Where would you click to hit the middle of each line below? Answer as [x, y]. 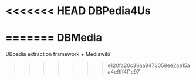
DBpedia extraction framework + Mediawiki [58, 54]
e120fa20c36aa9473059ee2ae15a [149, 65]
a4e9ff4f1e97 [124, 72]
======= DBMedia [54, 38]
